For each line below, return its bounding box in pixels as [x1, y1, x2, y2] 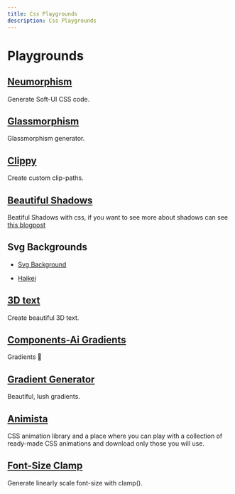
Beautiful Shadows [7, 194, 93, 206]
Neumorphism [7, 76, 72, 88]
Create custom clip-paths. [7, 173, 84, 182]
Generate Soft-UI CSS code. [7, 95, 90, 103]
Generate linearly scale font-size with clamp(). [7, 478, 143, 487]
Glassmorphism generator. [7, 134, 85, 143]
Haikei [17, 274, 37, 282]
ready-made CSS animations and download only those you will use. [7, 439, 204, 448]
